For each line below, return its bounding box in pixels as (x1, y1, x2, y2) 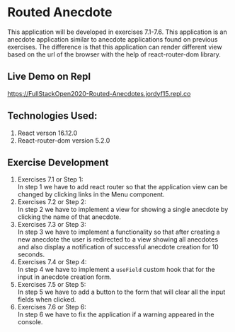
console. (17, 318, 43, 326)
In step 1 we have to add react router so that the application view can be (17, 183, 228, 191)
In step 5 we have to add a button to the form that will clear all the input (17, 287, 226, 297)
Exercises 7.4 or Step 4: (17, 258, 87, 266)
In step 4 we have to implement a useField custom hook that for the (17, 266, 216, 274)
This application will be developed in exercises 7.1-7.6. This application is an (7, 28, 228, 36)
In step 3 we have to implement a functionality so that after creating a (17, 227, 221, 237)
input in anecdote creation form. (17, 273, 112, 281)
